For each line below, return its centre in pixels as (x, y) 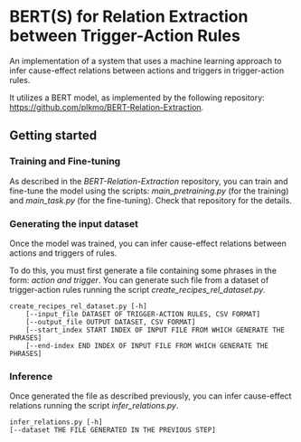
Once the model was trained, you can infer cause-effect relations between (148, 243)
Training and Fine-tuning (65, 162)
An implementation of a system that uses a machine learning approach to (146, 61)
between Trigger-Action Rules (125, 36)
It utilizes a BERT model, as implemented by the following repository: (137, 98)
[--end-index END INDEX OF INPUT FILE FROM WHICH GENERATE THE (147, 345)
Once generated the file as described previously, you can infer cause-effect (150, 396)
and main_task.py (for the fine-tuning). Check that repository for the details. (150, 200)
